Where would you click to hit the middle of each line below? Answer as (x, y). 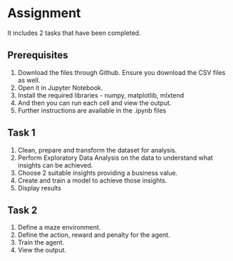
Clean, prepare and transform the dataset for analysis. (97, 150)
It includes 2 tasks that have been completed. (74, 33)
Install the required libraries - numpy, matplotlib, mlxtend (101, 95)
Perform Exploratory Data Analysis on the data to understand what (115, 158)
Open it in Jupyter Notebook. (60, 88)
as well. (29, 80)
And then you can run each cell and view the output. (94, 103)
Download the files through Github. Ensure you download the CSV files (121, 72)
